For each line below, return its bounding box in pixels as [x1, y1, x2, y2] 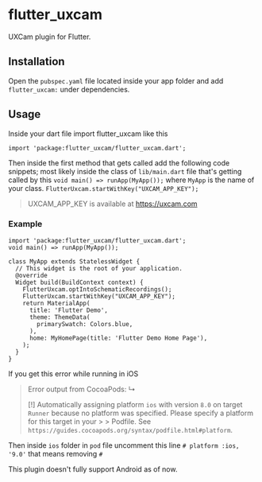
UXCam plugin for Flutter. [8, 32, 91, 41]
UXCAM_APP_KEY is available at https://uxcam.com [27, 199, 198, 208]
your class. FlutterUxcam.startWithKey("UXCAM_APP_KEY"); [8, 183, 199, 192]
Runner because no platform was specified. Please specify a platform [27, 408, 254, 418]
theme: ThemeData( [29, 313, 91, 321]
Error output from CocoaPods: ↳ [27, 384, 136, 394]
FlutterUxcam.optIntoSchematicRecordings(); [22, 285, 172, 293]
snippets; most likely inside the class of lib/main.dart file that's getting [8, 166, 242, 176]
